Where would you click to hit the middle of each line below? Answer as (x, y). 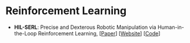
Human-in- (171, 27)
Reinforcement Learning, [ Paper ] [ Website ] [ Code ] (99, 33)
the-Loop (25, 33)
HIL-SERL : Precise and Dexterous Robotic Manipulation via (85, 27)
